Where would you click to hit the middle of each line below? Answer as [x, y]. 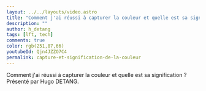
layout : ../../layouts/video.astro [52, 12]
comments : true [26, 40]
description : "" [27, 23]
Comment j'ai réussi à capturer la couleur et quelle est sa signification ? [97, 75]
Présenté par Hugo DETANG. [43, 81]
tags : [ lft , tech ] [30, 35]
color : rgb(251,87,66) [35, 46]
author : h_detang [29, 29]
